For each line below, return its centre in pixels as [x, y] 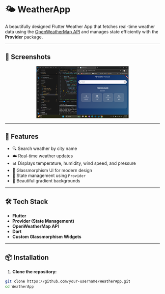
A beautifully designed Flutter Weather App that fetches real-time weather [80, 26]
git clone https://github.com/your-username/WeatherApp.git [68, 281]
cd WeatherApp [20, 286]
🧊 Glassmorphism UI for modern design [52, 171]
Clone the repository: [34, 271]
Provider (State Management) [43, 221]
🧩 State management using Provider [49, 176]
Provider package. [24, 37]
